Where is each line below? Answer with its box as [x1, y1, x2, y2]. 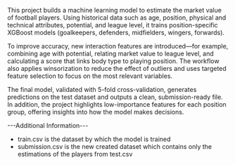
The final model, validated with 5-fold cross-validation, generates [7, 86, 197, 93]
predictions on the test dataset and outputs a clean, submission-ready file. [7, 93, 223, 101]
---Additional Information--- [7, 121, 89, 129]
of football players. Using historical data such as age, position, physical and [7, 13, 227, 22]
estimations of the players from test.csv [17, 150, 133, 158]
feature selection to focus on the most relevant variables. [7, 72, 173, 80]
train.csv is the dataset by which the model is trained [17, 135, 171, 143]
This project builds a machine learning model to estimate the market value [7, 6, 222, 14]
